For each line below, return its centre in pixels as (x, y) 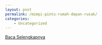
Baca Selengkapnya (25, 37)
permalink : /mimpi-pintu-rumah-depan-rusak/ (51, 14)
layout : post (18, 10)
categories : (17, 19)
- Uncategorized (31, 23)
